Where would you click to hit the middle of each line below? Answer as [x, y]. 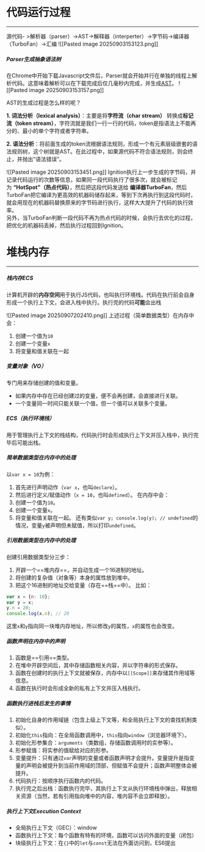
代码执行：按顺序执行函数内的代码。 [61, 781]
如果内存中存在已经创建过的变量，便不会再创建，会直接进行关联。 [98, 396]
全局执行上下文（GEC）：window [56, 828]
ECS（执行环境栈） [31, 418]
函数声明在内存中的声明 [36, 641]
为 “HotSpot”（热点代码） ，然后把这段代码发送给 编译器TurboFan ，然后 [97, 187]
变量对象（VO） [27, 366]
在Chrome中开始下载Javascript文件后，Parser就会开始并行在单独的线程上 [99, 75]
